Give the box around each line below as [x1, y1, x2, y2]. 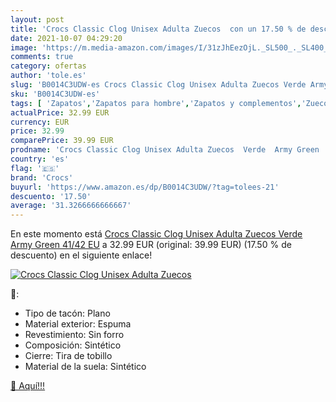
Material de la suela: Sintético [24, 361, 147, 373]
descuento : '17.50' [10, 191, 92, 201]
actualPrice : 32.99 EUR [10, 107, 110, 118]
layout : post [10, 14, 65, 25]
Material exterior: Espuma [24, 318, 132, 330]
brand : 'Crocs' [10, 172, 74, 183]
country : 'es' [10, 154, 70, 164]
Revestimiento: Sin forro [24, 329, 125, 341]
